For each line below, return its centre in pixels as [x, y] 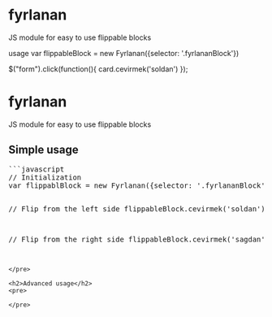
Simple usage [43, 150]
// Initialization [45, 177]
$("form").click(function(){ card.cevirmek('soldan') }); [98, 69]
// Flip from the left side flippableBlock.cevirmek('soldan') [137, 208]
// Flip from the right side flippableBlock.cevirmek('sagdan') [139, 239]
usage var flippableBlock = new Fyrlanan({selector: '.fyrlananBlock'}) [124, 53]
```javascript [37, 169]
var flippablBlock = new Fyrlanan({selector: [101, 185]
